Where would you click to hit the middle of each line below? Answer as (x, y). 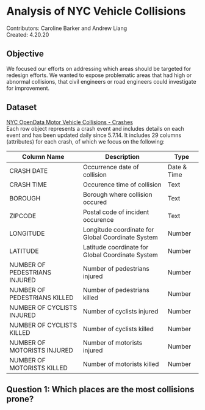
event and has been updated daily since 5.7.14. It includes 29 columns (94, 135)
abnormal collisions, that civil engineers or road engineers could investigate (101, 81)
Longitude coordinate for (118, 229)
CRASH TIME (28, 185)
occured (95, 202)
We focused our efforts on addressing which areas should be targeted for (99, 68)
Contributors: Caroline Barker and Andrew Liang (67, 28)
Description (122, 156)
